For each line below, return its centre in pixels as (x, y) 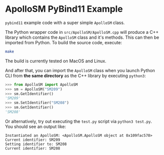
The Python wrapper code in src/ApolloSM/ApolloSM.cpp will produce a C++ (82, 32)
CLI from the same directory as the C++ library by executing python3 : (76, 76)
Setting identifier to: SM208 (36, 144)
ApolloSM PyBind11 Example (64, 9)
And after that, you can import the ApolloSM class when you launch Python (80, 70)
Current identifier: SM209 (33, 140)
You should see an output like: (36, 127)
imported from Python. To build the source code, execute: (64, 42)
